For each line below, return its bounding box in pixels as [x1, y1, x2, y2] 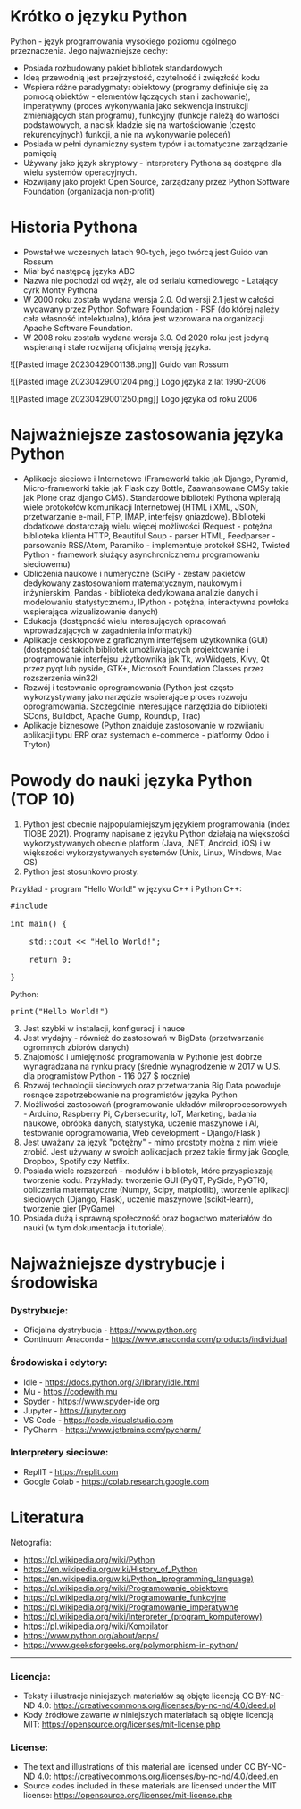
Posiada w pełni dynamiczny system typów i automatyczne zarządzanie [22, 138, 288, 149]
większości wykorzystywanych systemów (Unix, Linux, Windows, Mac [22, 846, 282, 858]
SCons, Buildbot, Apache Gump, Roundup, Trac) [22, 710, 201, 721]
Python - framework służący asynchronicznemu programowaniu [22, 549, 260, 560]
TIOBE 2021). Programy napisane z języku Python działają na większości [22, 828, 291, 838]
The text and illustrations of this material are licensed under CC [22, 1762, 256, 1772]
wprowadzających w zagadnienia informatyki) [22, 625, 193, 636]
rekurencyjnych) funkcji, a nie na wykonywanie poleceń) [22, 129, 231, 139]
